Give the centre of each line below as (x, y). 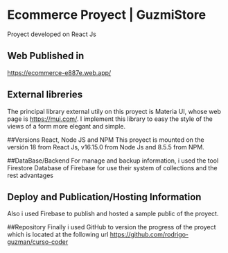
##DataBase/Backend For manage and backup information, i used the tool (113, 161)
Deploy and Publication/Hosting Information (104, 197)
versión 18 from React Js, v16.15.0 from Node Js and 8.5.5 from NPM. (106, 147)
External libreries (45, 95)
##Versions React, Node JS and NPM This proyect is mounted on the (106, 140)
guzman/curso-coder (38, 242)
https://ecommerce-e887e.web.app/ (59, 72)
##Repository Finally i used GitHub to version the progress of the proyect (112, 227)
